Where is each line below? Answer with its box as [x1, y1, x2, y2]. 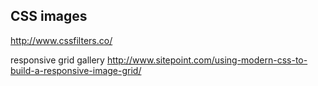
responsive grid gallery [10, 54, 105, 66]
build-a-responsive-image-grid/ [10, 64, 142, 76]
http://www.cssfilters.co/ [10, 34, 113, 46]
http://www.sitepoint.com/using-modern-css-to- [106, 54, 308, 66]
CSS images [10, 8, 88, 25]
